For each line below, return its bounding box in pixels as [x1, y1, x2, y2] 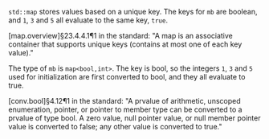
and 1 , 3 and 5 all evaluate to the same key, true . [8, 15, 169, 25]
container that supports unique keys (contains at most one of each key [8, 39, 243, 49]
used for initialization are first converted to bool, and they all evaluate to [8, 72, 246, 81]
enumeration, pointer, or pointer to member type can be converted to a [8, 104, 243, 114]
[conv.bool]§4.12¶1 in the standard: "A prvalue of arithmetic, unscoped [8, 96, 241, 105]
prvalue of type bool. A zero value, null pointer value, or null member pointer [8, 113, 261, 123]
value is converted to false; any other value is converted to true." [8, 122, 222, 131]
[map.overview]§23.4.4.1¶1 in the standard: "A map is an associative [8, 31, 233, 40]
